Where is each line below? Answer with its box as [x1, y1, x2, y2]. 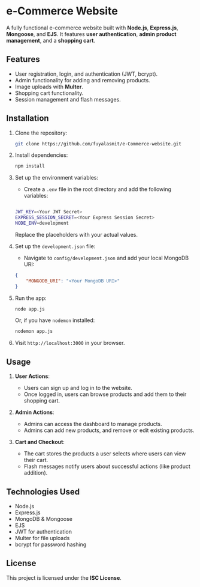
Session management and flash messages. [14, 96, 121, 103]
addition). [23, 469, 48, 476]
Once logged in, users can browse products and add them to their [23, 391, 187, 398]
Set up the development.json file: [14, 242, 96, 250]
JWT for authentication [14, 528, 72, 535]
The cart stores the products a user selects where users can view [23, 450, 186, 457]
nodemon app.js [14, 329, 53, 335]
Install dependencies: [14, 151, 68, 159]
